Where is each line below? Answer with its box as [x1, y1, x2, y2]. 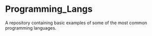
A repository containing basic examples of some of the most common [5, 20, 148, 26]
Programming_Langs [5, 3, 93, 15]
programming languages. [5, 25, 56, 31]
